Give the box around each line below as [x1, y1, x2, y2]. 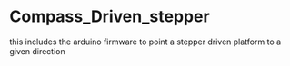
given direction [9, 45, 65, 56]
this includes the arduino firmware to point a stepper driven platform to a [9, 36, 282, 47]
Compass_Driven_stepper [9, 6, 211, 27]
